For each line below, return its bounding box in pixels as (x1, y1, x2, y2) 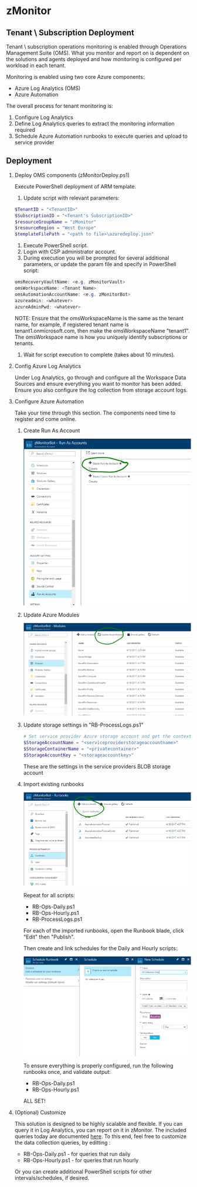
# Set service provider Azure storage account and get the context (23, 734, 192, 740)
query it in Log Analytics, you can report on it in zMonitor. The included (14, 1126, 186, 1133)
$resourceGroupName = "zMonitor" (14, 219, 97, 225)
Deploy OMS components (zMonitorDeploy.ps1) (14, 171, 130, 178)
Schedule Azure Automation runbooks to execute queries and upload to (14, 132, 188, 140)
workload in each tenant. (6, 62, 66, 69)
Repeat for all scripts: (23, 891, 75, 898)
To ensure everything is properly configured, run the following (23, 1062, 174, 1069)
